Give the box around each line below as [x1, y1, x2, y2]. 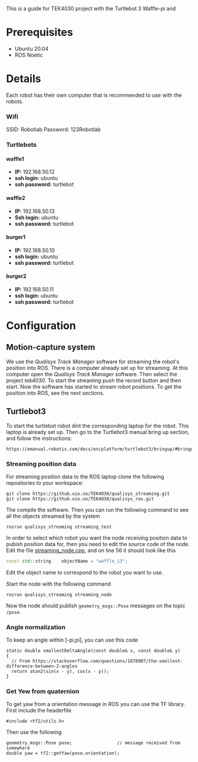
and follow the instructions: [6, 435, 72, 442]
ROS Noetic [14, 51, 43, 58]
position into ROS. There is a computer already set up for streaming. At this [6, 364, 189, 371]
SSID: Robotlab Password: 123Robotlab [6, 126, 101, 133]
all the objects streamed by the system [6, 513, 100, 520]
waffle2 [6, 194, 25, 201]
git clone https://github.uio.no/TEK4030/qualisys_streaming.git [6, 491, 170, 497]
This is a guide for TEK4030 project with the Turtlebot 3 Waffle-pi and [6, 5, 176, 12]
